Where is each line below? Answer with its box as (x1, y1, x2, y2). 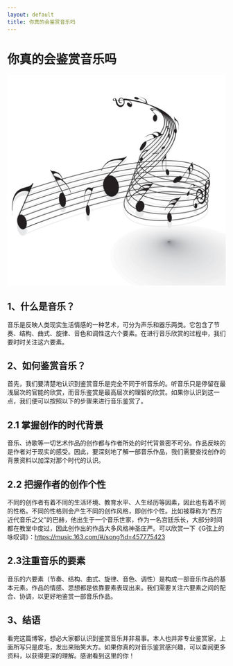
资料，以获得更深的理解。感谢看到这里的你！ (7, 651, 135, 660)
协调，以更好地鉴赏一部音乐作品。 (19, 592, 116, 600)
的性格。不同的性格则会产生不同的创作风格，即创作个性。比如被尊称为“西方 (7, 507, 223, 515)
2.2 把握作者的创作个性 (7, 478, 106, 490)
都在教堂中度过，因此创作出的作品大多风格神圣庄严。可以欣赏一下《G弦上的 (7, 524, 225, 532)
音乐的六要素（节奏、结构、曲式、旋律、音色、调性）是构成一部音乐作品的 (7, 575, 220, 583)
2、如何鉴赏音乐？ (7, 360, 87, 371)
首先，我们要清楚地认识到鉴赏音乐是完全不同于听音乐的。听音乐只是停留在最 (7, 380, 226, 388)
